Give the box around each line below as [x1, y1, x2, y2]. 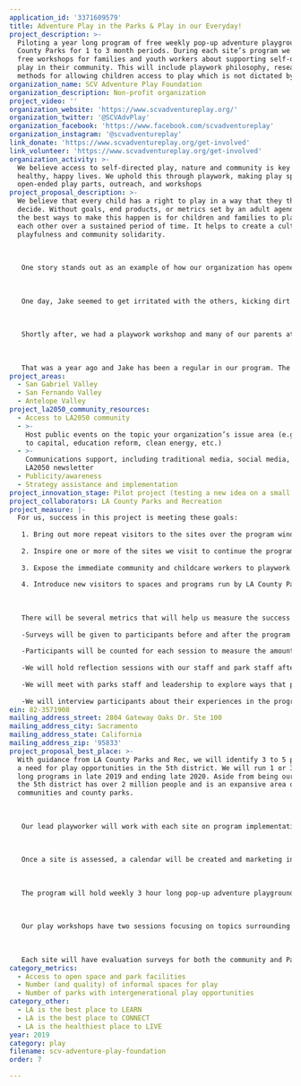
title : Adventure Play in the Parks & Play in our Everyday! [9, 22, 243, 30]
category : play [9, 1038, 66, 1047]
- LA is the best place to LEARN [17, 1005, 142, 1014]
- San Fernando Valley [17, 388, 102, 397]
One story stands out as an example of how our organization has [21, 264, 271, 273]
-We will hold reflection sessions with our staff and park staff [21, 664, 275, 673]
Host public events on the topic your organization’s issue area [25, 430, 275, 439]
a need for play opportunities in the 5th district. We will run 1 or [17, 763, 287, 772]
